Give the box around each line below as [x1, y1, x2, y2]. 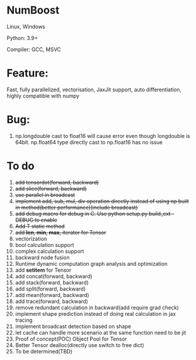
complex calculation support [15, 247, 85, 255]
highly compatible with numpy [6, 92, 80, 99]
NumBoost [6, 4, 60, 17]
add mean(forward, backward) [15, 291, 90, 298]
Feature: [6, 67, 49, 80]
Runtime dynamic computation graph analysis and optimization [15, 260, 168, 267]
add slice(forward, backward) [15, 185, 87, 192]
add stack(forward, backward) [15, 279, 89, 286]
